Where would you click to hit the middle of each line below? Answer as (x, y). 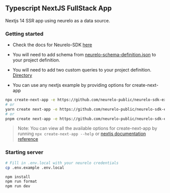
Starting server (24, 152)
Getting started (25, 34)
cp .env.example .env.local (35, 168)
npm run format (21, 182)
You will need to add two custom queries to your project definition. (82, 70)
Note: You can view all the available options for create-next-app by (88, 128)
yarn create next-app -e (31, 109)
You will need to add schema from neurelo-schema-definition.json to (84, 55)
